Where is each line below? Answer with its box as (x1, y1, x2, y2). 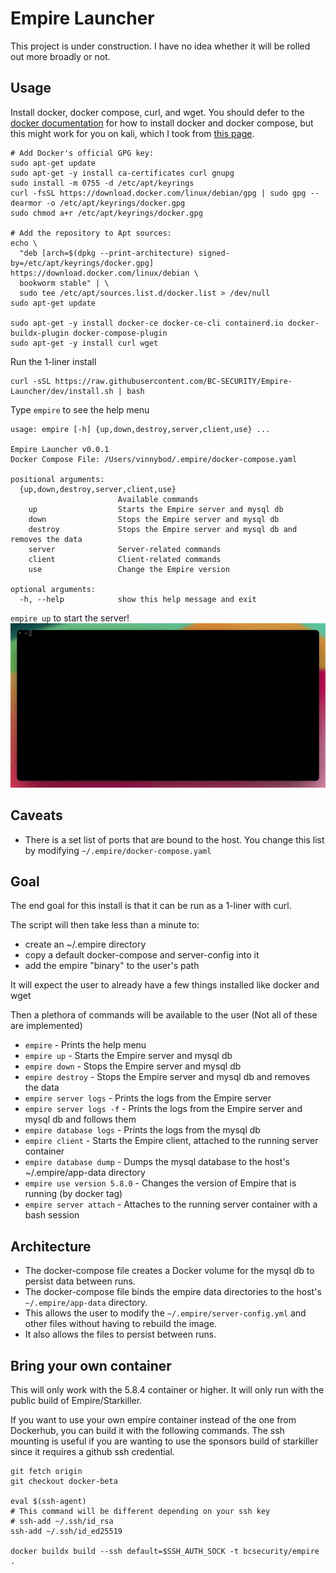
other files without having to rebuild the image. (24, 1318, 218, 1330)
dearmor (10, 198, 43, 208)
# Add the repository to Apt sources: (10, 228, 172, 238)
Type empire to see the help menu (10, 403, 150, 416)
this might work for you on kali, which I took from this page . (10, 127, 255, 139)
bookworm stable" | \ (19, 278, 110, 288)
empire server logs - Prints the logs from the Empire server (24, 1092, 272, 1104)
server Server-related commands (28, 544, 222, 554)
